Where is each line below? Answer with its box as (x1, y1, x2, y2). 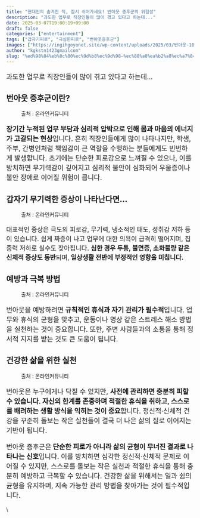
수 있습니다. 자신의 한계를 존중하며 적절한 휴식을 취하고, (6, 397, 170, 406)
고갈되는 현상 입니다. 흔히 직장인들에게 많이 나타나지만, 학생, (14, 135, 192, 143)
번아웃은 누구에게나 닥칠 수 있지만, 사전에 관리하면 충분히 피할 (6, 387, 189, 396)
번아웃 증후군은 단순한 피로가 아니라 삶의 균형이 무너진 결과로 (6, 442, 186, 451)
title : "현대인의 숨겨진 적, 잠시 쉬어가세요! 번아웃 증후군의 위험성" (6, 8, 157, 15)
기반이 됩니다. (6, 426, 48, 434)
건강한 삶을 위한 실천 (6, 356, 77, 366)
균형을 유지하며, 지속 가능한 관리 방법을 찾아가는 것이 (6, 481, 164, 490)
